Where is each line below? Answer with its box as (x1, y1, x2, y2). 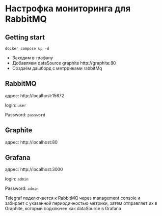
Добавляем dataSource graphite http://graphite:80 (12, 60, 116, 66)
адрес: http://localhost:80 (5, 139, 58, 145)
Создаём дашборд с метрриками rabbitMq (12, 65, 102, 71)
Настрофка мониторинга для (5, 3, 131, 14)
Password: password (5, 111, 46, 117)
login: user (5, 102, 27, 108)
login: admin (5, 176, 28, 182)
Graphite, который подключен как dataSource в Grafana (5, 206, 121, 212)
